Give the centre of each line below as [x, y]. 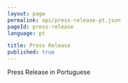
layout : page [26, 14]
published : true [31, 52]
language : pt [26, 33]
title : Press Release [39, 46]
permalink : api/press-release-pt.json [64, 20]
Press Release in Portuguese [49, 72]
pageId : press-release [40, 27]
